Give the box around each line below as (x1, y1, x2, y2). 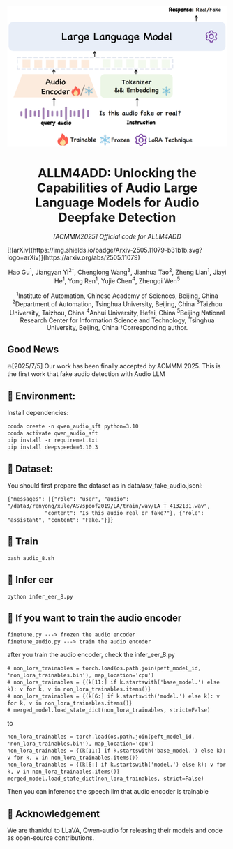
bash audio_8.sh (7, 555, 54, 562)
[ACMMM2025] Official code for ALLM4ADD (53, 232, 181, 241)
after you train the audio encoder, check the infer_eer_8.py (7, 651, 176, 659)
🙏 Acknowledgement (7, 808, 100, 820)
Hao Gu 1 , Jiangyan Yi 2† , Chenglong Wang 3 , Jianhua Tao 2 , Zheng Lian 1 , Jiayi (8, 267, 227, 276)
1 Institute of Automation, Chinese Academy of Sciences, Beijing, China (16, 290, 218, 300)
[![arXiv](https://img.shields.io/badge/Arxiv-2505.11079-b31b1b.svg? (7, 246, 203, 255)
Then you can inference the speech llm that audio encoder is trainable (7, 788, 209, 796)
